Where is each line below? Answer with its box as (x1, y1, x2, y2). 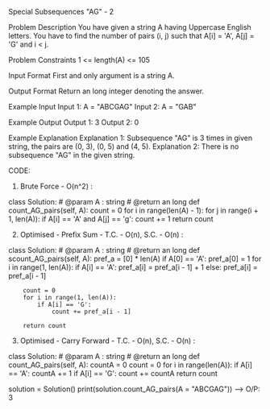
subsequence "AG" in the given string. (8, 151, 135, 159)
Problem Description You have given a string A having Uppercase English (8, 23, 251, 31)
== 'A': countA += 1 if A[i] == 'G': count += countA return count (8, 369, 218, 378)
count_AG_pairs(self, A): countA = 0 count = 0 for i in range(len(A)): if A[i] (8, 360, 252, 370)
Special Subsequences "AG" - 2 (8, 7, 114, 16)
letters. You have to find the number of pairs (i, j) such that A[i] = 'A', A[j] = (8, 31, 255, 40)
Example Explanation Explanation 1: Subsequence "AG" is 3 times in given (8, 133, 252, 143)
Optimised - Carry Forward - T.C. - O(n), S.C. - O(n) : (19, 336, 196, 345)
